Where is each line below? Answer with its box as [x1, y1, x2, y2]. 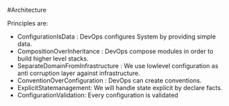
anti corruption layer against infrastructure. [17, 69, 140, 77]
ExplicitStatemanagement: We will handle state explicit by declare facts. [17, 84, 223, 92]
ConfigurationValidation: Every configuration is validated [17, 91, 178, 99]
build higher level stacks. [17, 54, 89, 63]
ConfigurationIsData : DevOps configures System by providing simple [17, 32, 217, 41]
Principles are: [7, 19, 49, 27]
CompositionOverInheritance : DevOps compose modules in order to [17, 47, 214, 55]
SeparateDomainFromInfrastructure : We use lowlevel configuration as [17, 62, 219, 70]
